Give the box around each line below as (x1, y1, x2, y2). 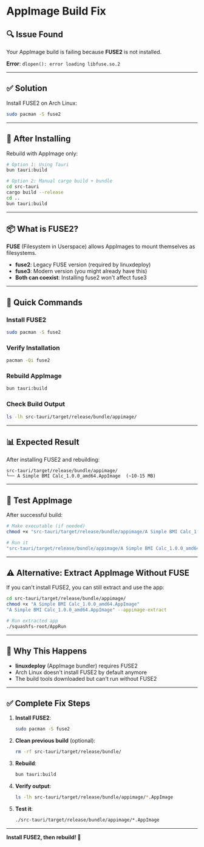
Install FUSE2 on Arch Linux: (6, 99, 78, 107)
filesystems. (6, 249, 37, 257)
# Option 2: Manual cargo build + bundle (6, 178, 113, 184)
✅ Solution (6, 83, 47, 93)
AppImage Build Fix (6, 4, 106, 18)
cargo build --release (6, 189, 64, 195)
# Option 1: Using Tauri (6, 161, 69, 167)
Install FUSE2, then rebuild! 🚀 (6, 833, 81, 841)
